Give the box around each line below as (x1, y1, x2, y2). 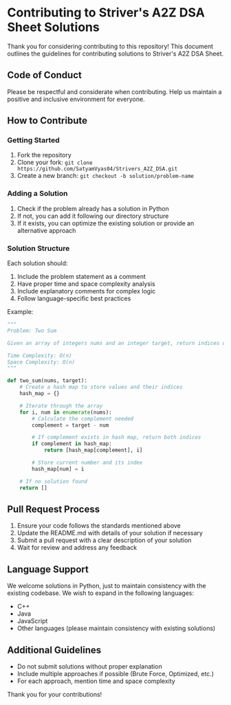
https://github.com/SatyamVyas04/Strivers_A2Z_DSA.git (16, 166, 178, 172)
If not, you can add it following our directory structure (16, 212, 169, 220)
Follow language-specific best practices (16, 294, 131, 303)
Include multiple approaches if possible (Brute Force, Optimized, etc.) (16, 669, 214, 678)
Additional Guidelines (7, 644, 102, 656)
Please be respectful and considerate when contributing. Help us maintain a (7, 87, 222, 96)
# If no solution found (19, 478, 88, 485)
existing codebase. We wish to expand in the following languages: (7, 589, 195, 597)
